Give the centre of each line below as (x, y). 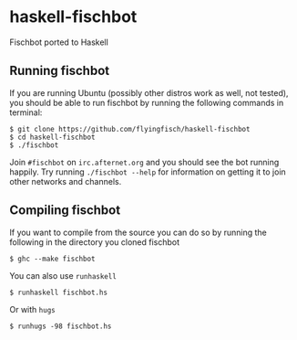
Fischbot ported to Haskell (59, 42)
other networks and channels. (66, 181)
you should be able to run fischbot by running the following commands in (147, 102)
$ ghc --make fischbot (52, 259)
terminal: (26, 112)
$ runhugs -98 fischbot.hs (61, 326)
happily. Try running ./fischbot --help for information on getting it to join (148, 172)
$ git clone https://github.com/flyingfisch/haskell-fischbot (130, 129)
